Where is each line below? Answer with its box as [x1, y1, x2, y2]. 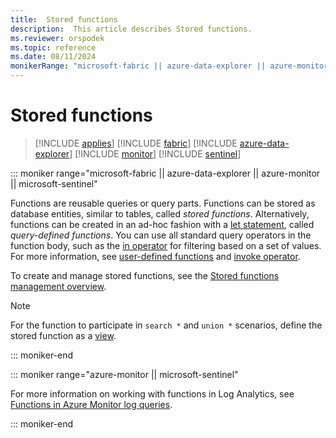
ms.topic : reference [10, 42, 97, 53]
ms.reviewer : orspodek [10, 33, 105, 43]
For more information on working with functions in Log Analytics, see [10, 387, 295, 400]
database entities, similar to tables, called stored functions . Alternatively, [10, 207, 310, 220]
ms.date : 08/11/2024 [10, 52, 97, 62]
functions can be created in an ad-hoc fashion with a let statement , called [10, 218, 315, 230]
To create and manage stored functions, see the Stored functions [10, 269, 280, 281]
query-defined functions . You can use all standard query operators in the [10, 229, 312, 241]
